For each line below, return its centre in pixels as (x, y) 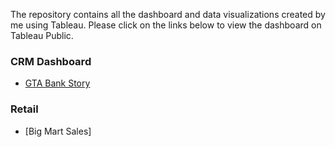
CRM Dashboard (51, 61)
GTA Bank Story (57, 83)
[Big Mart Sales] (58, 131)
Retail (24, 109)
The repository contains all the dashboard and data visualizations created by (168, 14)
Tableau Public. (42, 35)
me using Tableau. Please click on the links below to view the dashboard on (166, 25)
